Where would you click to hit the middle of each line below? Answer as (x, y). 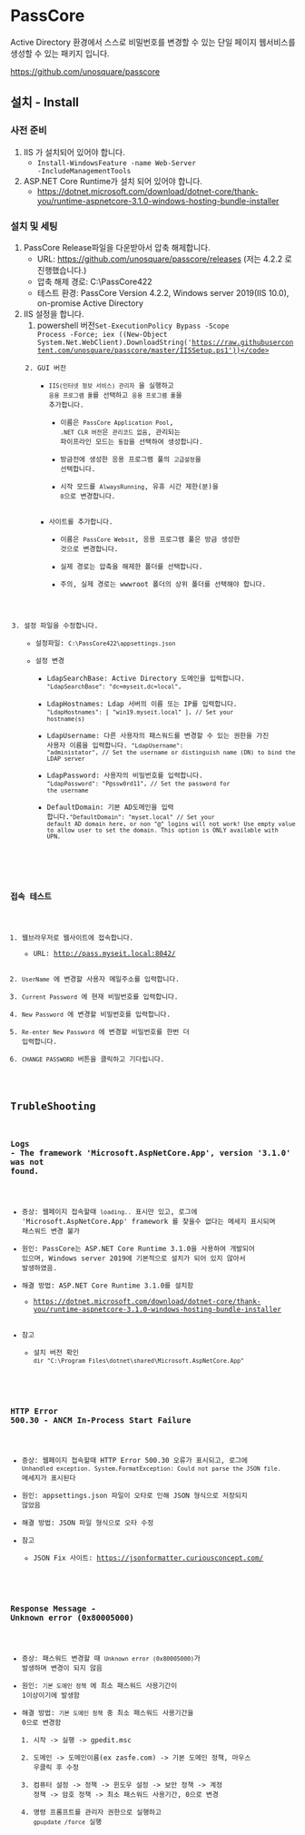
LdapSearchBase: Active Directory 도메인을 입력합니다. (146, 678)
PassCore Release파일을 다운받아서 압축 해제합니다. (117, 247)
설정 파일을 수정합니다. (61, 626)
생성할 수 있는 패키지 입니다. (60, 53)
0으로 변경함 (42, 1722)
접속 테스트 (31, 897)
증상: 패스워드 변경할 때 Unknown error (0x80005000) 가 (111, 1658)
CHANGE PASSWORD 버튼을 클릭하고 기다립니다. (93, 1060)
